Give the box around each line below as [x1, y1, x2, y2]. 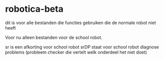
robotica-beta [5, 3, 63, 15]
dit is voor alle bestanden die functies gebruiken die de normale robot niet [5, 20, 156, 26]
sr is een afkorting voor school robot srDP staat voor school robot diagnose [5, 44, 160, 50]
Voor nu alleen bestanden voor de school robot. [5, 34, 103, 40]
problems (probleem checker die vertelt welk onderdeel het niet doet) [5, 49, 147, 55]
